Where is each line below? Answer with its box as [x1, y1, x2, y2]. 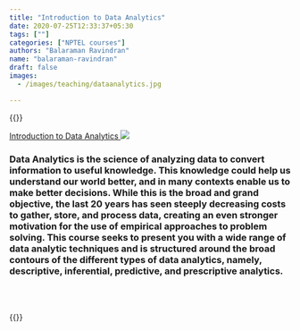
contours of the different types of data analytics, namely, [9, 253, 262, 266]
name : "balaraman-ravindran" [9, 55, 118, 64]
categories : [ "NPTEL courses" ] [9, 38, 126, 47]
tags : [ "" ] [9, 30, 50, 38]
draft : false [9, 64, 58, 72]
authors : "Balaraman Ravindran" [9, 47, 129, 55]
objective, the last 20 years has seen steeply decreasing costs [9, 198, 287, 210]
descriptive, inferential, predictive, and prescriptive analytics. [9, 265, 284, 277]
